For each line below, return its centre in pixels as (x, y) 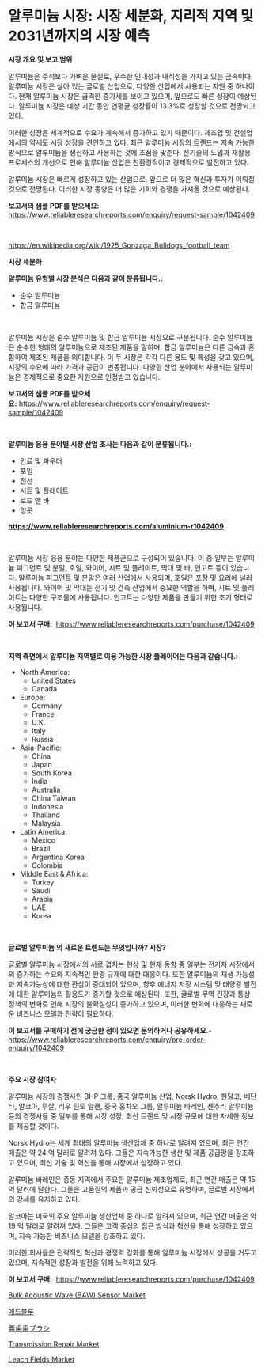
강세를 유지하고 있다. (48, 1199)
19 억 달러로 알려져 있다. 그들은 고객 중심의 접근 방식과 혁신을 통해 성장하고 (123, 1225)
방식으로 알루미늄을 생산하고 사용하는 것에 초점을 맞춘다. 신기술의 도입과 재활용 (130, 152)
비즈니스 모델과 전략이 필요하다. (65, 1013)
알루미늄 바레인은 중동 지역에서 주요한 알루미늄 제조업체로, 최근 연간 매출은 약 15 (132, 1179)
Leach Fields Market (42, 1359)
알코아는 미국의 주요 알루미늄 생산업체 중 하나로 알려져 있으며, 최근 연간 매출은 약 (132, 1216)
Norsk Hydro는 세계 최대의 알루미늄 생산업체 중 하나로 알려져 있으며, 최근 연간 (129, 1142)
